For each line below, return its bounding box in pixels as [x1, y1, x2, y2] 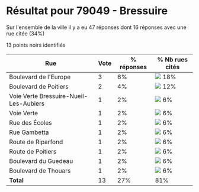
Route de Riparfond [9, 138, 63, 146]
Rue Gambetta [9, 128, 49, 136]
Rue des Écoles [9, 118, 52, 126]
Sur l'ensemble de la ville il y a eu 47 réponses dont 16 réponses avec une [6, 24, 187, 31]
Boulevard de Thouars [9, 167, 71, 175]
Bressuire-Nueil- [39, 92, 88, 100]
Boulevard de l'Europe [9, 73, 71, 81]
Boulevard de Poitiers [9, 82, 69, 90]
